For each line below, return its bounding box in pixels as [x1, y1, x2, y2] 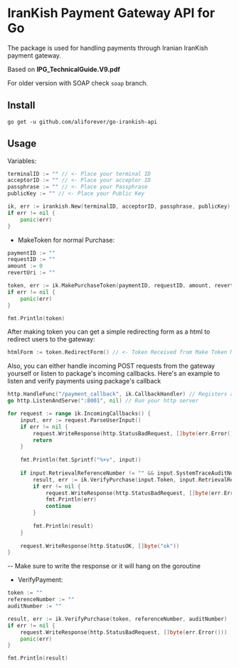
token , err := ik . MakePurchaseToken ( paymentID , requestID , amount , [7, 282, 212, 290]
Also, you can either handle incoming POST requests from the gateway [7, 361, 216, 371]
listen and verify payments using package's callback [7, 377, 161, 386]
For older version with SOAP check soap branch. [7, 78, 148, 87]
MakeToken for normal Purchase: [17, 235, 115, 244]
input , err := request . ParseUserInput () [20, 416, 142, 424]
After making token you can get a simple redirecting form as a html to [7, 327, 211, 336]
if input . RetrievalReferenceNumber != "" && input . [20, 470, 176, 477]
